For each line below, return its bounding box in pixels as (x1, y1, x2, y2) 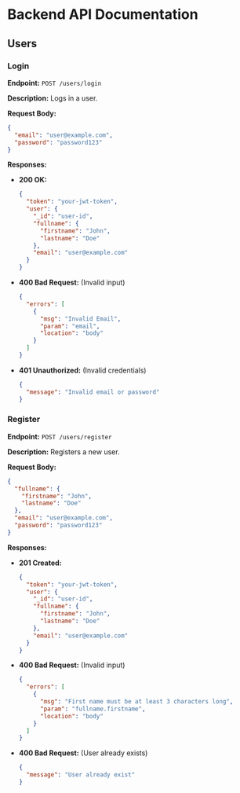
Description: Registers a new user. (7, 446, 120, 457)
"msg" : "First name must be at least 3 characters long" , (39, 698, 234, 706)
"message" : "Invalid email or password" (26, 387, 160, 396)
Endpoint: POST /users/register (7, 431, 112, 441)
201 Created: (18, 558, 62, 567)
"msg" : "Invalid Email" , (39, 314, 122, 323)
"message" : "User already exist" (26, 771, 136, 779)
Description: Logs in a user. (7, 93, 98, 103)
